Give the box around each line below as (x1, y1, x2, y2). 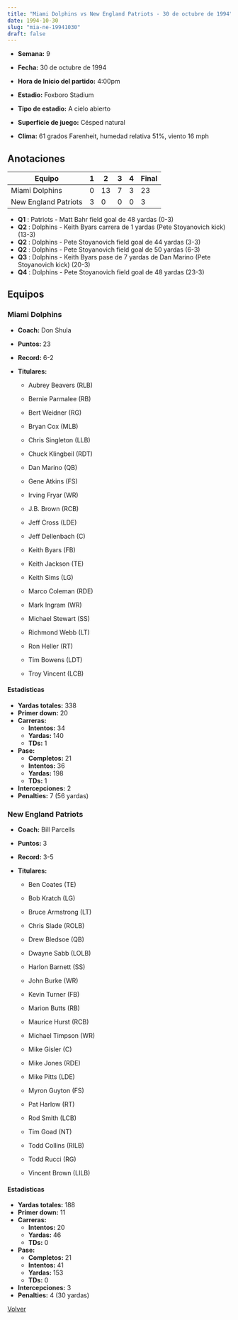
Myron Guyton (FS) (28, 1086, 85, 1095)
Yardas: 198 (28, 768, 64, 777)
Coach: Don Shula (17, 325, 72, 334)
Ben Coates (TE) (28, 880, 76, 889)
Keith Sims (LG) (28, 573, 74, 581)
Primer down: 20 (17, 708, 69, 717)
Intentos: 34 (28, 724, 66, 732)
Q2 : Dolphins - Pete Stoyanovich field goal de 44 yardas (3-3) (17, 238, 201, 247)
